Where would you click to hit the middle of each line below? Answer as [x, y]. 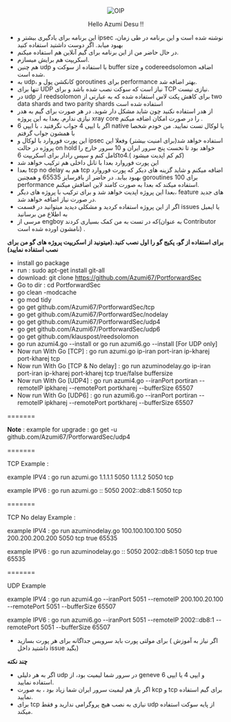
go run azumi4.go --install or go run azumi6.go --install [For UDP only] [117, 344]
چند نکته [17, 661]
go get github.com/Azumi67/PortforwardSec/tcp [86, 307]
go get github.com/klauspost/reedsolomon [78, 336]
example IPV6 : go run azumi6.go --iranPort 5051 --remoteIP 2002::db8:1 [111, 620]
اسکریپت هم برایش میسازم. [53, 60]
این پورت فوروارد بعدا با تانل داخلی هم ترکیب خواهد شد [88, 162]
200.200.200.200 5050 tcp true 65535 [62, 538]
